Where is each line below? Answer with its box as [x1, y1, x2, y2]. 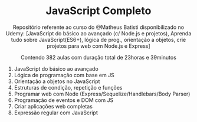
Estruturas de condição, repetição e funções [14, 84, 123, 91]
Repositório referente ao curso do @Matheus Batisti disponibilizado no [12, 24, 185, 31]
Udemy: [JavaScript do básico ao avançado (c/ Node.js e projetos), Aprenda [5, 29, 192, 37]
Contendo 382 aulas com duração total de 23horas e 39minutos [21, 54, 176, 61]
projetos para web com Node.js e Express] [46, 42, 151, 50]
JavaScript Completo [45, 4, 152, 18]
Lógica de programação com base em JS [14, 71, 114, 78]
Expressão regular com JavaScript [14, 109, 98, 116]
